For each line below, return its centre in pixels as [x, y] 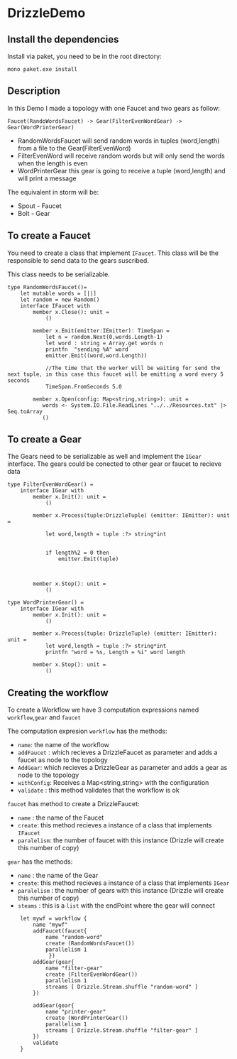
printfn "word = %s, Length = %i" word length [115, 652]
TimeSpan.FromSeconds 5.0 [83, 386]
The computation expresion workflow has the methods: [87, 731]
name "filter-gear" [74, 968]
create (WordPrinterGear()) [87, 1018]
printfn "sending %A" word [87, 349]
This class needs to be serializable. [59, 274]
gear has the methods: [40, 862]
